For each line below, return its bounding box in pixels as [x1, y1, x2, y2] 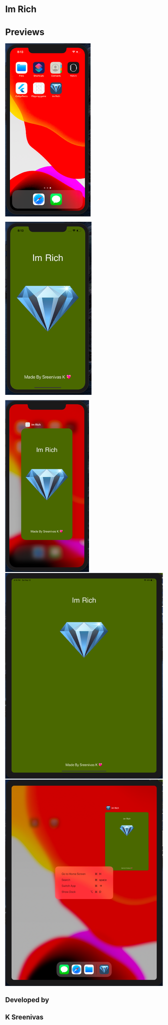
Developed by [5, 996, 49, 1004]
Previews [5, 27, 45, 38]
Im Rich [5, 4, 36, 15]
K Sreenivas [5, 1012, 43, 1021]
